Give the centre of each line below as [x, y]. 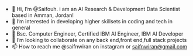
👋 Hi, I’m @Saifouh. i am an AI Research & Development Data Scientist [96, 9]
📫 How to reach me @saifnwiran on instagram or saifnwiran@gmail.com [99, 46]
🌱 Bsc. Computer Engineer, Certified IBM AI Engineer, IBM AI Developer [97, 34]
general [21, 27]
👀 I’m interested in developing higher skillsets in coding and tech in [92, 21]
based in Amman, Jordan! [43, 15]
